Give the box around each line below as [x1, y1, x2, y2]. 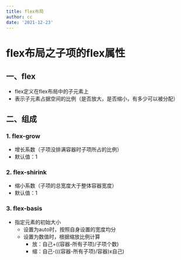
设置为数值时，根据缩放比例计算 [23, 233, 100, 240]
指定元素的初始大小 [14, 219, 61, 226]
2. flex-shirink [6, 168, 47, 176]
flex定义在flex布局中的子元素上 [14, 88, 89, 95]
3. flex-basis [6, 204, 43, 213]
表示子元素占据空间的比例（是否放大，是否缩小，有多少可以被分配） [14, 95, 179, 102]
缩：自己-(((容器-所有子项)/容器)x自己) [32, 248, 124, 255]
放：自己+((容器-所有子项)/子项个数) [32, 240, 119, 247]
